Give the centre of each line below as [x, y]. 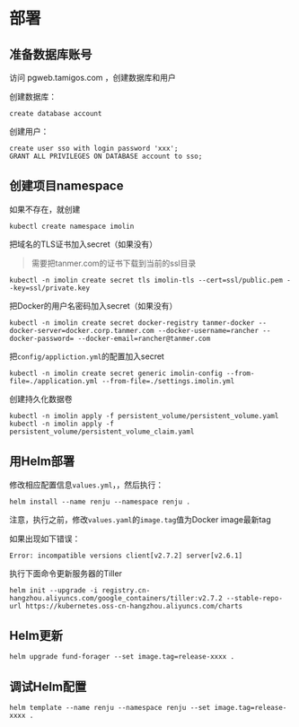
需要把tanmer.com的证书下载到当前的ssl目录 [114, 263]
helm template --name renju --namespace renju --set [110, 708]
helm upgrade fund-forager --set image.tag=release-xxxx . [122, 657]
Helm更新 [36, 636]
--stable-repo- [254, 598]
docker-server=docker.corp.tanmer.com [82, 330]
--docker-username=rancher [208, 330]
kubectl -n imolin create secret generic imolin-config [116, 373]
